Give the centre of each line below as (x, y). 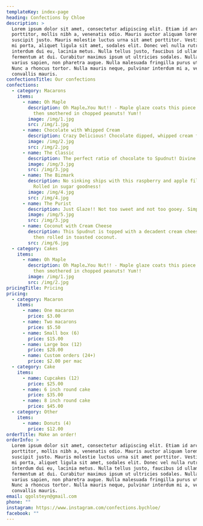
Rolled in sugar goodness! (67, 187)
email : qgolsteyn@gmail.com (42, 497)
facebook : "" (23, 513)
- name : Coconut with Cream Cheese (67, 226)
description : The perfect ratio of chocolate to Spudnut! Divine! (113, 158)
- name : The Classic (48, 153)
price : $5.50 (44, 327)
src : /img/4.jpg (48, 198)
